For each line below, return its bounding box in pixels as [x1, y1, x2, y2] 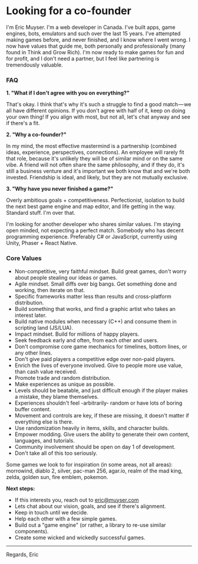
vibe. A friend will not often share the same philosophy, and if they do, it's [6, 161, 185, 169]
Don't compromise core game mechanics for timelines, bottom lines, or [14, 343, 187, 350]
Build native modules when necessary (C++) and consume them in [14, 317, 177, 325]
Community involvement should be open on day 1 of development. [14, 443, 176, 450]
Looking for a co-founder [6, 4, 131, 18]
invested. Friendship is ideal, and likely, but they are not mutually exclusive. [6, 174, 189, 181]
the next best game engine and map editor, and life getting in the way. [6, 203, 176, 210]
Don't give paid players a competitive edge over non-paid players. [14, 355, 176, 362]
